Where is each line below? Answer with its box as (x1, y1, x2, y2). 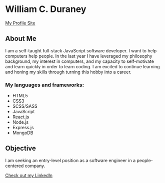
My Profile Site (5, 20, 35, 26)
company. (24, 163, 45, 169)
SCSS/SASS (12, 103, 37, 109)
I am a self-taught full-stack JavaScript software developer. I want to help (5, 47, 157, 53)
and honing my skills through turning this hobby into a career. (5, 69, 131, 75)
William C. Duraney (5, 3, 86, 15)
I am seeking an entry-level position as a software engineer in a (5, 157, 136, 163)
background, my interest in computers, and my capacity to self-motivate (5, 58, 154, 64)
